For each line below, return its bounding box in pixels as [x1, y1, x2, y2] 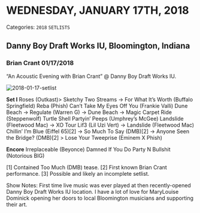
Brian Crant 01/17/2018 [6, 59, 74, 67]
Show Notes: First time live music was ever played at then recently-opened [6, 181, 192, 189]
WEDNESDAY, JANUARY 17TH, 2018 [6, 4, 189, 17]
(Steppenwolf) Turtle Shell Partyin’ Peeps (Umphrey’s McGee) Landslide [6, 115, 184, 122]
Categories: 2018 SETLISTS [6, 23, 70, 31]
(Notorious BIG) [6, 152, 45, 159]
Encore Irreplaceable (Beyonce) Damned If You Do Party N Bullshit [6, 145, 171, 153]
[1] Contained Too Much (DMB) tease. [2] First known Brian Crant [6, 163, 168, 171]
